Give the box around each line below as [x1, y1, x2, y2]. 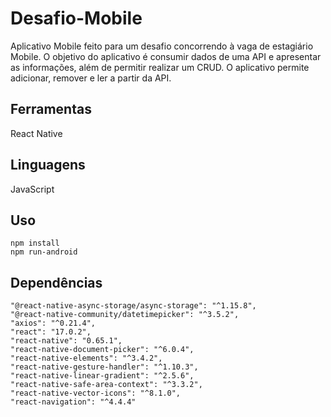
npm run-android [10, 247, 78, 257]
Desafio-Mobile [10, 7, 143, 30]
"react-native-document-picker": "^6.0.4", [10, 345, 195, 355]
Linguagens [10, 157, 86, 174]
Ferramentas [10, 101, 92, 118]
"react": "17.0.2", [10, 327, 92, 337]
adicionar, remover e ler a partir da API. [10, 72, 172, 84]
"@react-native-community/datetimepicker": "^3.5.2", [10, 310, 240, 320]
